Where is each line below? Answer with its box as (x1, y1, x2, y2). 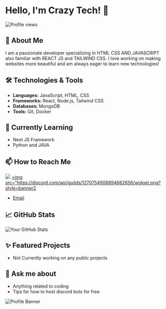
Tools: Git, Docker (12, 108, 52, 114)
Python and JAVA (12, 142, 50, 148)
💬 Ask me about (5, 270, 56, 278)
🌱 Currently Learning (5, 123, 73, 132)
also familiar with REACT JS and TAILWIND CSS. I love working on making (5, 55, 161, 61)
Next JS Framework (12, 137, 55, 143)
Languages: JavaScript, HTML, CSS (12, 92, 89, 98)
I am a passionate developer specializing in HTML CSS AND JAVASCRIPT (5, 49, 160, 56)
